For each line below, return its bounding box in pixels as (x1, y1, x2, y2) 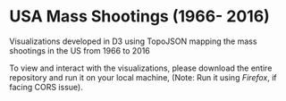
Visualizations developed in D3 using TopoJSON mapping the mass (9, 36, 257, 46)
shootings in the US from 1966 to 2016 (9, 45, 150, 55)
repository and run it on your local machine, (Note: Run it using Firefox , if (9, 72, 277, 82)
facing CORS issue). (9, 81, 83, 92)
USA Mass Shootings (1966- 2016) (9, 6, 270, 27)
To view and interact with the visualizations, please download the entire (9, 63, 273, 73)
